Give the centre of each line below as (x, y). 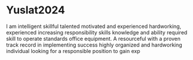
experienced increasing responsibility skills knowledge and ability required (97, 32)
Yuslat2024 (36, 10)
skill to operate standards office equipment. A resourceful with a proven (94, 38)
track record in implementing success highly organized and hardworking (94, 45)
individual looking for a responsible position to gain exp (73, 51)
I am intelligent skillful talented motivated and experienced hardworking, (94, 26)
